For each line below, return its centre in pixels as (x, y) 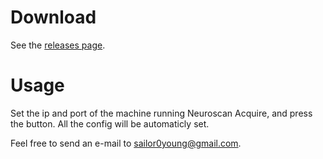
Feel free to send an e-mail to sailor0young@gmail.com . (126, 143)
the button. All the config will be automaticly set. (110, 123)
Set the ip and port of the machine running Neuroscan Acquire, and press (161, 113)
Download (53, 17)
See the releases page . (58, 45)
